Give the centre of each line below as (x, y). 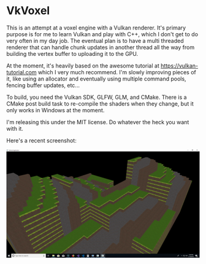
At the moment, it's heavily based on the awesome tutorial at (83, 66)
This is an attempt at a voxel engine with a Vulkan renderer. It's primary (96, 28)
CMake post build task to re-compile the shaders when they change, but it (100, 103)
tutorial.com (21, 72)
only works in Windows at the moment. (55, 110)
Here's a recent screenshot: (41, 140)
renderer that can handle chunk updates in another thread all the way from (101, 47)
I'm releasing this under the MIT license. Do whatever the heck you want (98, 122)
